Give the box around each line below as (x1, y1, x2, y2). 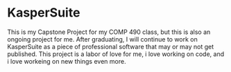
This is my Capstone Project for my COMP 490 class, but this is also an (7, 28, 211, 36)
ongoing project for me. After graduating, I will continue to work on (7, 35, 198, 43)
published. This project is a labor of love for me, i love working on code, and (7, 50, 225, 58)
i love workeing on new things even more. (7, 57, 126, 65)
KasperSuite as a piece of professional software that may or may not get (7, 42, 214, 51)
